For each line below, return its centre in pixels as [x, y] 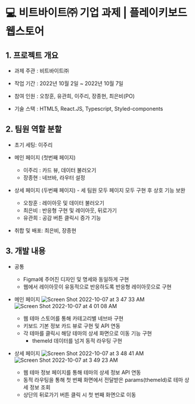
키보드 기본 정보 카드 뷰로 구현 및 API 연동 [72, 325]
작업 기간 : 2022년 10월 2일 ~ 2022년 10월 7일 [69, 83]
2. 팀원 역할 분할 [34, 129]
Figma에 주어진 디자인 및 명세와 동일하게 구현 [76, 279]
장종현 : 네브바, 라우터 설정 [54, 178]
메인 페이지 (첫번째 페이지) [45, 157]
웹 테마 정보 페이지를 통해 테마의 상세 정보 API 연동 [82, 372]
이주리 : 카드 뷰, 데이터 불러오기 [60, 170]
